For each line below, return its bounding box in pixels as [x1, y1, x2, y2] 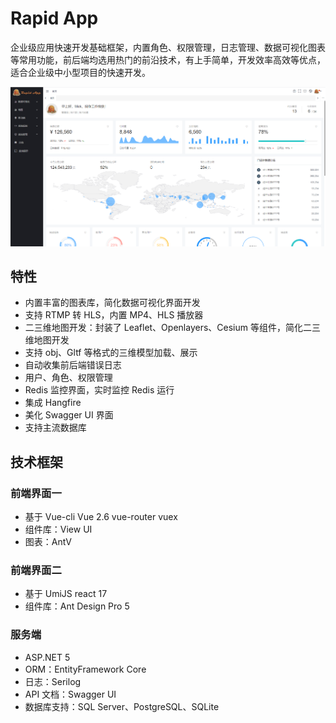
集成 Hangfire [24, 397, 82, 409]
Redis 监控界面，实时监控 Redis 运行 [24, 384, 175, 396]
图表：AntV [24, 536, 72, 548]
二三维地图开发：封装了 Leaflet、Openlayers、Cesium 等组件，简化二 [24, 322, 312, 334]
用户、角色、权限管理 [24, 372, 113, 384]
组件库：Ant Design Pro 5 [24, 600, 130, 612]
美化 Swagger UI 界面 [24, 409, 114, 421]
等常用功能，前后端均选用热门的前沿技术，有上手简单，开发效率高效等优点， [10, 53, 326, 66]
